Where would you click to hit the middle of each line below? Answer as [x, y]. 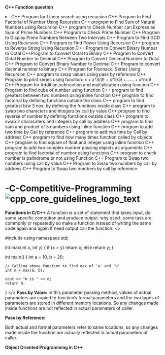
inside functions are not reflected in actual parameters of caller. [69, 308]
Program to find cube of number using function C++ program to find [74, 90]
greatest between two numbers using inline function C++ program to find [79, 95]
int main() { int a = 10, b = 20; [34, 257]
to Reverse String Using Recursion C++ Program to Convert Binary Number [81, 48]
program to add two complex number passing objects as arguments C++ [79, 148]
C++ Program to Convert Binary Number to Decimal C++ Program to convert [83, 64]
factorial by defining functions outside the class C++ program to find [75, 100]
